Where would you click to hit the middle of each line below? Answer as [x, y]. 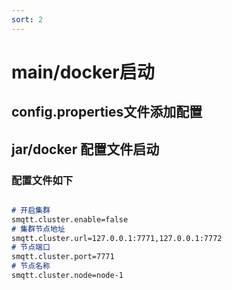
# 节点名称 [31, 266]
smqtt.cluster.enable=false [70, 219]
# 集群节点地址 [38, 229]
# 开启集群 [31, 210]
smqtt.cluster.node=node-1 [67, 276]
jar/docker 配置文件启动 [85, 149]
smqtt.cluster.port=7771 [63, 257]
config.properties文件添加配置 [107, 112]
